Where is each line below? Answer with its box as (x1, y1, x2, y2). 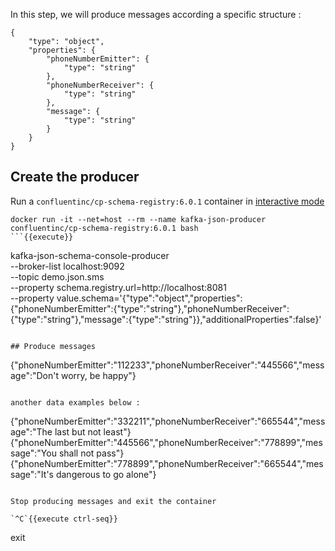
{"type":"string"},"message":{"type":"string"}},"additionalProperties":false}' (10, 313, 322, 325)
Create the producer (10, 169, 140, 186)
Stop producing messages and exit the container (10, 496, 217, 506)
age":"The (10, 425, 53, 438)
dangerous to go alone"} (55, 468, 157, 480)
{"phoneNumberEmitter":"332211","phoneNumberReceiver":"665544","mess (10, 415, 326, 427)
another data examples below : (10, 397, 141, 408)
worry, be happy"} (60, 369, 137, 381)
